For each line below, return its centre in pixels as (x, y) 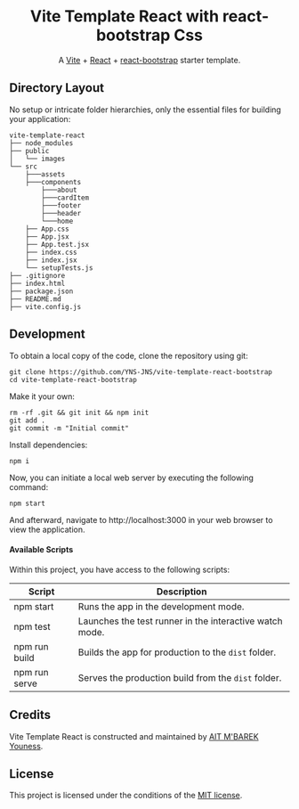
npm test (32, 626)
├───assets (45, 174)
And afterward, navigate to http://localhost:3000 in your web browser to (141, 519)
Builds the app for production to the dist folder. (177, 652)
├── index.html (37, 283)
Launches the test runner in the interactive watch (180, 621)
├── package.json (41, 291)
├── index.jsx (51, 260)
